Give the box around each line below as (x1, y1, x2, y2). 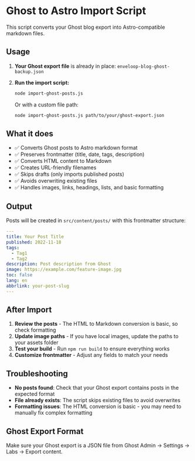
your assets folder (14, 339, 59, 346)
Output (6, 201, 32, 211)
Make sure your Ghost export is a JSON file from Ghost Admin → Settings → (6, 442, 190, 449)
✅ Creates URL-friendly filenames (14, 164, 97, 171)
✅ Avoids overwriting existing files (14, 178, 98, 185)
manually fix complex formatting (14, 409, 93, 416)
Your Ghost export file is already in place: (14, 62, 116, 69)
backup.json (14, 69, 44, 75)
